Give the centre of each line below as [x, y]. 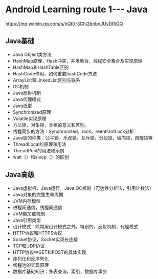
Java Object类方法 [32, 54]
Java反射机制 [27, 93]
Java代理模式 [27, 99]
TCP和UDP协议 [29, 246]
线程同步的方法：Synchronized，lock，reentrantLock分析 [73, 131]
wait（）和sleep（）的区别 [41, 157]
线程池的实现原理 [31, 265]
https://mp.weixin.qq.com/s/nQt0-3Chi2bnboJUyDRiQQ [64, 24]
